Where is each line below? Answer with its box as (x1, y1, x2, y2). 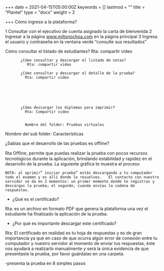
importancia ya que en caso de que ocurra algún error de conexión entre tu (5, 235, 158, 241)
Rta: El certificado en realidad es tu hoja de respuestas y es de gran (5, 230, 142, 236)
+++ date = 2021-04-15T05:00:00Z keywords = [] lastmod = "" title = (5, 4, 145, 10)
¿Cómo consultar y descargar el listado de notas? (20, 58, 126, 63)
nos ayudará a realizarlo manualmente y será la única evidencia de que (5, 245, 149, 251)
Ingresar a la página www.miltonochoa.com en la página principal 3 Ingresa (5, 34, 158, 39)
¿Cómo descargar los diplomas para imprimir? (20, 105, 115, 110)
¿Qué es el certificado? (12, 196, 59, 202)
